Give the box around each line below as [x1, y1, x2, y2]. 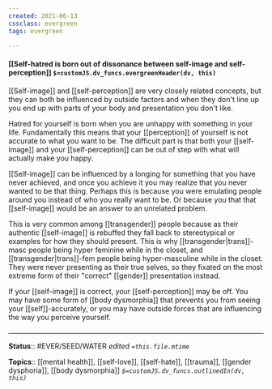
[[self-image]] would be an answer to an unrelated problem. [8, 203, 208, 213]
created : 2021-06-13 [8, 11, 79, 20]
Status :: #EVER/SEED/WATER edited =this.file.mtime [8, 341, 190, 351]
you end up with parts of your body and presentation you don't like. [8, 103, 233, 113]
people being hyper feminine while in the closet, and [28, 245, 203, 254]
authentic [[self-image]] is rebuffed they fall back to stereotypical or [8, 228, 236, 237]
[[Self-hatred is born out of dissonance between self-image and [8, 58, 228, 69]
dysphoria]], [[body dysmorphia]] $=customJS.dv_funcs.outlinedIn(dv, [8, 365, 245, 375]
